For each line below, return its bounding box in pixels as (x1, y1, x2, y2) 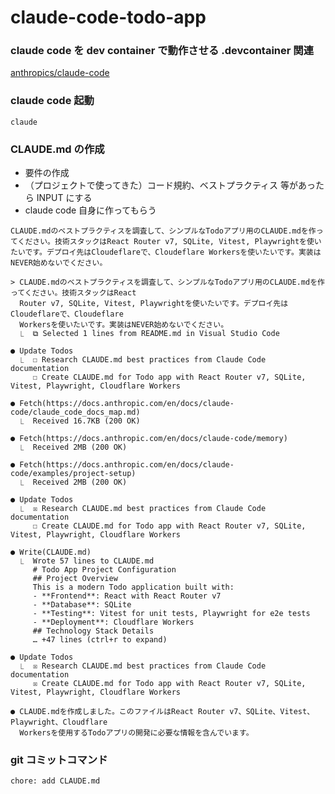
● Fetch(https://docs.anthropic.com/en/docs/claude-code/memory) (10, 434, 288, 444)
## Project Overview (32, 574, 118, 584)
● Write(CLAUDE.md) (10, 547, 92, 558)
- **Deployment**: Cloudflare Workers (32, 617, 195, 628)
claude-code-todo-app (10, 6, 207, 29)
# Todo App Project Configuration (32, 565, 177, 575)
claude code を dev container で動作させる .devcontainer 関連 (10, 44, 315, 58)
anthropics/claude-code (10, 67, 110, 79)
